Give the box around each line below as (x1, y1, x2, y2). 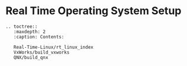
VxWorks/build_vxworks (13, 49, 69, 55)
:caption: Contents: (13, 34, 65, 39)
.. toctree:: (5, 24, 38, 29)
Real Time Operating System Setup (5, 4, 182, 18)
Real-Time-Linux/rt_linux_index (13, 44, 94, 50)
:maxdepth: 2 (13, 28, 46, 35)
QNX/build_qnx (13, 54, 49, 60)
